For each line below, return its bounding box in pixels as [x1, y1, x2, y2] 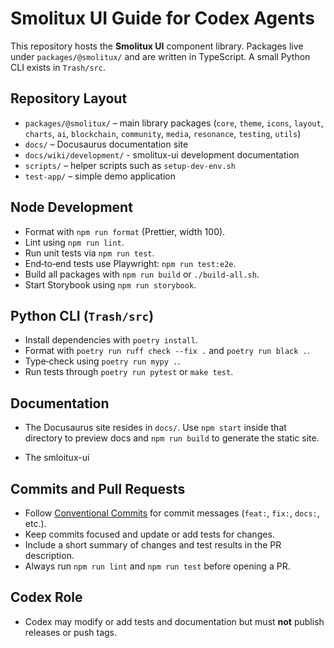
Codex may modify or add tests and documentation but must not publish [24, 615, 325, 627]
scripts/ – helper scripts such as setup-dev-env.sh [24, 159, 236, 171]
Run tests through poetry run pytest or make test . [24, 366, 234, 378]
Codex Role [10, 589, 83, 606]
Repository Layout [10, 90, 128, 107]
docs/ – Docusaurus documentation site [24, 138, 189, 150]
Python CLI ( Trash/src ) [10, 307, 155, 324]
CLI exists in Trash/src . [10, 61, 106, 73]
